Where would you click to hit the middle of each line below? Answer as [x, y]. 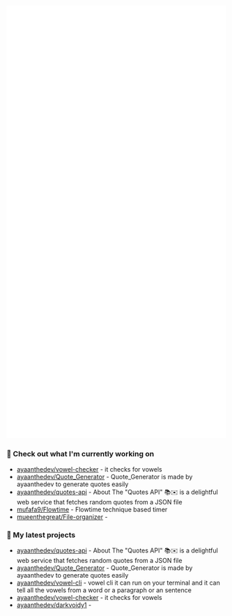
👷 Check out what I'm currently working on [80, 454]
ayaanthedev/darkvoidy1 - [54, 605]
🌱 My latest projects [41, 534]
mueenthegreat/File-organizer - [62, 517]
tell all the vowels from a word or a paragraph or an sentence [104, 590]
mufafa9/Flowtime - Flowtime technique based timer [92, 509]
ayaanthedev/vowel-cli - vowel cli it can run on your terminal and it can [118, 583]
